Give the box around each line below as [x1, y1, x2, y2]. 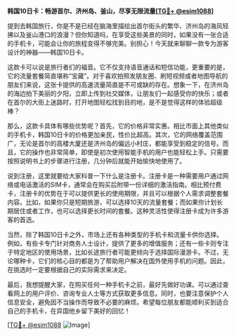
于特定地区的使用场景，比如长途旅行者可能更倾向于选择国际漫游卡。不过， [7, 248, 223, 256]
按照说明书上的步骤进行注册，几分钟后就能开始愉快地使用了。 [7, 157, 186, 165]
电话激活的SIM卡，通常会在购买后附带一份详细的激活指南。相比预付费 [19, 180, 222, 189]
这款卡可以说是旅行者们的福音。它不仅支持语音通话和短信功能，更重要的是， [7, 63, 229, 71]
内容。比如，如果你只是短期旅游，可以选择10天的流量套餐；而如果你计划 [7, 198, 217, 206]
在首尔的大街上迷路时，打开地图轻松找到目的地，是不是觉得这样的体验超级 [7, 98, 223, 106]
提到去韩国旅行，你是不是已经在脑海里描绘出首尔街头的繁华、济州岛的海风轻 [7, 22, 229, 30]
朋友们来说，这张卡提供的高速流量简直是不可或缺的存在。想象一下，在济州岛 [7, 81, 229, 88]
